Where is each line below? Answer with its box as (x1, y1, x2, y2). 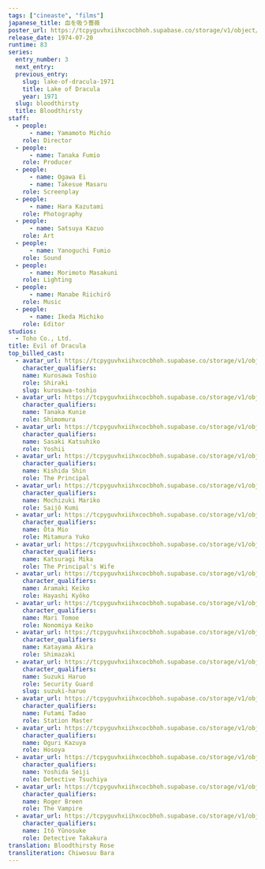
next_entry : (15, 63, 55, 71)
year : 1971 (22, 92, 58, 100)
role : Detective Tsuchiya (22, 775, 108, 783)
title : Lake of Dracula (22, 85, 101, 93)
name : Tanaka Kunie (22, 408, 87, 416)
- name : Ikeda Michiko (28, 313, 104, 321)
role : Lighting (22, 276, 73, 284)
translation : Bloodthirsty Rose (8, 841, 114, 849)
